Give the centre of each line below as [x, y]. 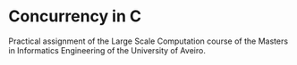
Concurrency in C [75, 16]
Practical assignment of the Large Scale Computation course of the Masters [148, 41]
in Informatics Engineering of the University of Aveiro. [107, 50]
